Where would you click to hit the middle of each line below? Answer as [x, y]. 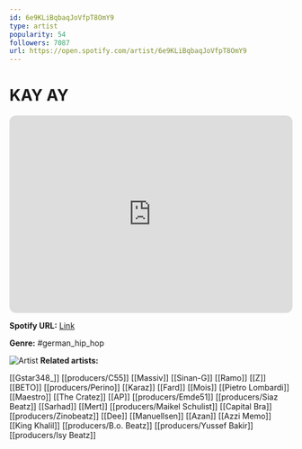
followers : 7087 [40, 43]
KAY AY [39, 96]
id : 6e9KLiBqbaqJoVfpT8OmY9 [62, 18]
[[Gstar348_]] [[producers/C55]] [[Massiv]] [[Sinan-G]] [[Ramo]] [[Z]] [138, 378]
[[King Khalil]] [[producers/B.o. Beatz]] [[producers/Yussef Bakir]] [131, 426]
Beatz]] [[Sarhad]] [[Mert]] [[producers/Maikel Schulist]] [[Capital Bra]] [141, 407]
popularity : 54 [38, 34]
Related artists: [69, 361]
